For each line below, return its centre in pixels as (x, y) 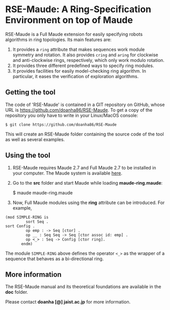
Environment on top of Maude (69, 20)
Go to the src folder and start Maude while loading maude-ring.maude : (88, 183)
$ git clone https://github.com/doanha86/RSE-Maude (61, 125)
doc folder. (17, 292)
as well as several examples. (35, 139)
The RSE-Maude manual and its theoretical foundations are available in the (83, 287)
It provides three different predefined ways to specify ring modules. (83, 65)
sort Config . (20, 226)
